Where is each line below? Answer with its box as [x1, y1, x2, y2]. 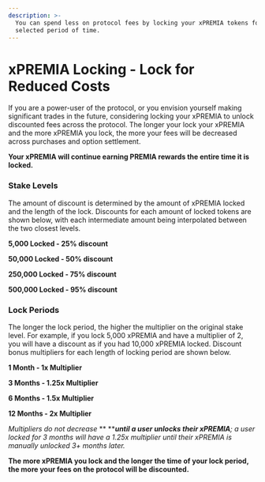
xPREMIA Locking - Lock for [8, 60, 195, 78]
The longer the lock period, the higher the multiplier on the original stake [8, 322, 244, 332]
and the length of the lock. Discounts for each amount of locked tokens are [8, 206, 252, 216]
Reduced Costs [8, 77, 110, 95]
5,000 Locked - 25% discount [8, 239, 109, 248]
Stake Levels [8, 180, 58, 191]
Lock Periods [8, 304, 60, 315]
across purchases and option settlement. [8, 137, 141, 146]
